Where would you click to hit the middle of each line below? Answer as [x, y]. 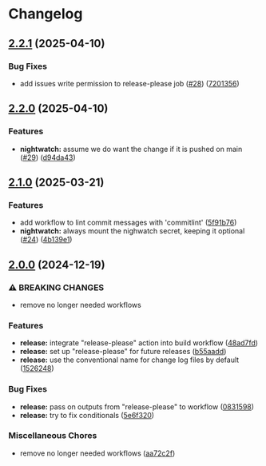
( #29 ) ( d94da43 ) [48, 157]
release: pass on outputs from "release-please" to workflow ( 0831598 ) [137, 406]
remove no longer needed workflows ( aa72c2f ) [97, 453]
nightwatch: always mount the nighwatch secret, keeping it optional [132, 231]
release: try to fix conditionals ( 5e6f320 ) [87, 415]
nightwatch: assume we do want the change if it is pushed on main [131, 149]
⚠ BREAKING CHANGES [56, 287]
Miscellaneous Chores [53, 436]
